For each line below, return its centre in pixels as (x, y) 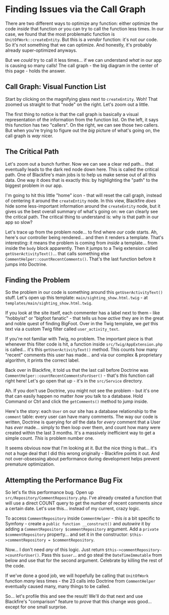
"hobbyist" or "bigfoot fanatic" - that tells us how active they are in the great (84, 318)
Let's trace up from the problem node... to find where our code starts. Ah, (81, 232)
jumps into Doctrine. (26, 264)
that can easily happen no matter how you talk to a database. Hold (74, 396)
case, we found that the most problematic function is (60, 34)
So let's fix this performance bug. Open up (49, 492)
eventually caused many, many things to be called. (58, 587)
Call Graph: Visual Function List (56, 87)
